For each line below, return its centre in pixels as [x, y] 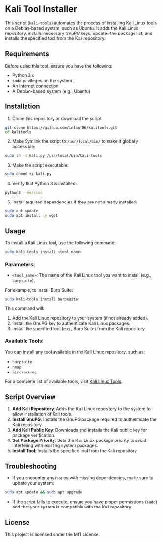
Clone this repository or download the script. [57, 118]
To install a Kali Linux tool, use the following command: [61, 243]
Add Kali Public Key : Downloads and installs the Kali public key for [80, 430]
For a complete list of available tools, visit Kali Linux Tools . [64, 381]
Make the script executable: [40, 165]
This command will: [25, 308]
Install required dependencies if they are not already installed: [75, 202]
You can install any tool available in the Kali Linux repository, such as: [75, 352]
